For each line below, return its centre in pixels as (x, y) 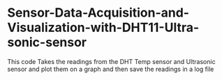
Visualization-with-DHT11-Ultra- (103, 27)
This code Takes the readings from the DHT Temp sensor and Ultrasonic (111, 61)
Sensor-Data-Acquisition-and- (98, 13)
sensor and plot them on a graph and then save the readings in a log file (111, 69)
